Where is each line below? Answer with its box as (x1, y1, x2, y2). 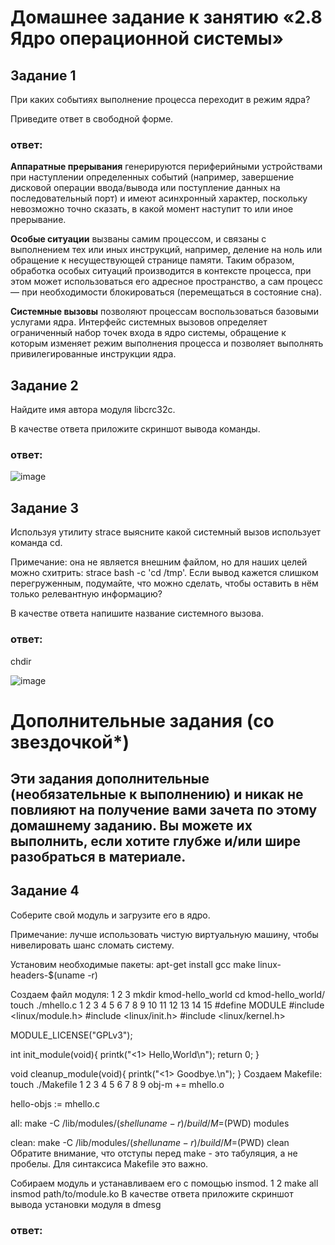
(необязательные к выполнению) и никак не (10, 786, 304, 803)
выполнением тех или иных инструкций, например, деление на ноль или (10, 244, 323, 256)
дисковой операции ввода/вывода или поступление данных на (10, 182, 281, 194)
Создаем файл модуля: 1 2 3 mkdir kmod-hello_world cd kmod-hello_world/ (10, 988, 326, 1000)
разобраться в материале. (10, 849, 187, 866)
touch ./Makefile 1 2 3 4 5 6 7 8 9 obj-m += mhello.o (10, 1078, 225, 1090)
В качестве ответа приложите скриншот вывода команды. (10, 423, 261, 435)
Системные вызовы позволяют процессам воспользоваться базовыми (10, 306, 320, 318)
